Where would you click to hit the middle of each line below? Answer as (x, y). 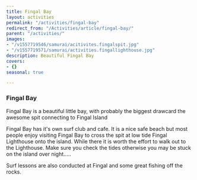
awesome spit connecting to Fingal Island (57, 117)
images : (16, 39)
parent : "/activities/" (36, 34)
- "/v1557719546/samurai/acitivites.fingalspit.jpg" (73, 45)
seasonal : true (25, 72)
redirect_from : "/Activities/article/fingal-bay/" (70, 28)
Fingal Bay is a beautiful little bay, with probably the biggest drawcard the (96, 111)
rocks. (14, 172)
